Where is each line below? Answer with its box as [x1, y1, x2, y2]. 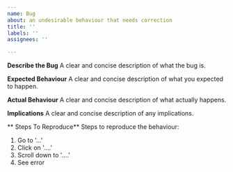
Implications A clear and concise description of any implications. [7, 109, 194, 118]
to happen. [7, 82, 38, 91]
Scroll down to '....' [17, 151, 71, 159]
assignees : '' [7, 36, 49, 43]
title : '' [7, 23, 36, 30]
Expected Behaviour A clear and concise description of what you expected [7, 75, 224, 84]
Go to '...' [17, 136, 43, 145]
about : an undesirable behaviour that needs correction [7, 17, 172, 24]
